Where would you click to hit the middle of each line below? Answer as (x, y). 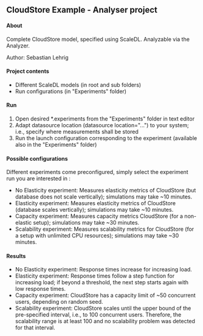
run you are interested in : (39, 178)
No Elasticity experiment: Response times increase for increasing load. (104, 270)
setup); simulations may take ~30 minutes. (86, 223)
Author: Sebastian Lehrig (37, 57)
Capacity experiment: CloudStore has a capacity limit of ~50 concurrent (105, 295)
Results (16, 256)
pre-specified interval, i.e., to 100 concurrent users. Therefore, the (98, 315)
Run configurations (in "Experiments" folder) (71, 91)
